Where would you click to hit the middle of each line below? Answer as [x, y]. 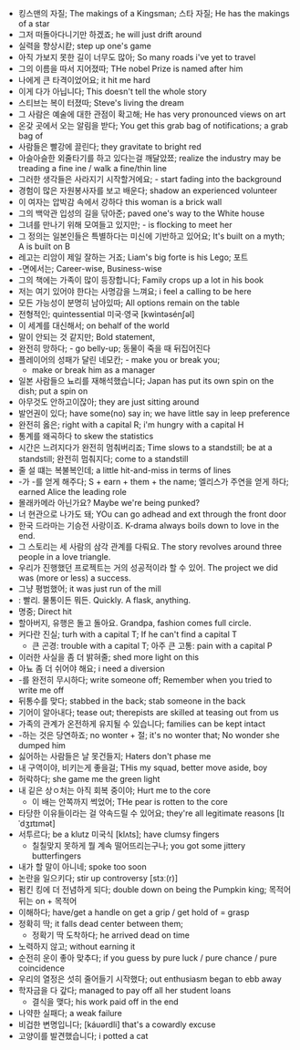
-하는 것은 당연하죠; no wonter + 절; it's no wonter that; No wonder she [149, 735]
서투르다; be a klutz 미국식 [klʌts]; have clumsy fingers [119, 834]
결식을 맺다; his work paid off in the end [105, 1002]
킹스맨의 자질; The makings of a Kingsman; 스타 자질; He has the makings [154, 13]
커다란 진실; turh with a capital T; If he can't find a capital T [128, 634]
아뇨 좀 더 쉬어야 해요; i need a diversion [92, 669]
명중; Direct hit [45, 612]
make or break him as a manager [93, 370]
